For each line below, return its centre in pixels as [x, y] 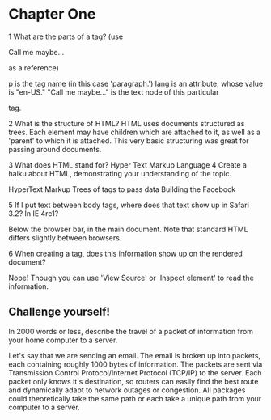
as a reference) [34, 68]
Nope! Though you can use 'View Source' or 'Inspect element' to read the [131, 278]
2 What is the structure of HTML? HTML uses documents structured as [127, 123]
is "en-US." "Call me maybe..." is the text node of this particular [114, 92]
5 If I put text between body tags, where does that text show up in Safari [129, 205]
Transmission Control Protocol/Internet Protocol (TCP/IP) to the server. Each [135, 372]
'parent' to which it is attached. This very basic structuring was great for [129, 140]
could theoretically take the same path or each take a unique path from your [135, 398]
